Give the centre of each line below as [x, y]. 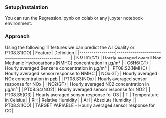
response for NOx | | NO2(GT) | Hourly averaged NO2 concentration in [77, 84]
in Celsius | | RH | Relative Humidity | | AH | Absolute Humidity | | [71, 100]
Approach [17, 36]
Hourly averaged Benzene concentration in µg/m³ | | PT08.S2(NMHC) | [78, 68]
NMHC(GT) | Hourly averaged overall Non [119, 58]
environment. [19, 23]
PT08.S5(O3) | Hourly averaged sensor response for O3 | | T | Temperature [82, 94]
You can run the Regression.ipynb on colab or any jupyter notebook [74, 18]
